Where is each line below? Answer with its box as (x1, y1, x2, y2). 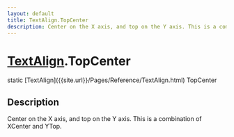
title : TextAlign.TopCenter (7, 17, 89, 24)
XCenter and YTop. (7, 122, 62, 131)
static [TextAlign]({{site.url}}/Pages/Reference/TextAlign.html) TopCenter (7, 76, 217, 84)
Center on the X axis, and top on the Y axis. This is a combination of (7, 115, 202, 123)
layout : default (7, 10, 54, 17)
